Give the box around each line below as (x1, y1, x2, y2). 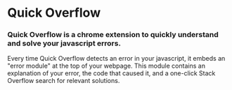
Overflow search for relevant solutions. (7, 77, 120, 85)
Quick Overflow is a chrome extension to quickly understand (7, 30, 219, 40)
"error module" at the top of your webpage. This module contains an (7, 61, 206, 70)
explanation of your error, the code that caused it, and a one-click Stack (7, 69, 216, 77)
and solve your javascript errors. (7, 38, 122, 48)
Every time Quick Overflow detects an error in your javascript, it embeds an (7, 54, 226, 63)
